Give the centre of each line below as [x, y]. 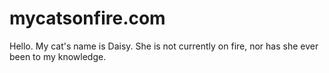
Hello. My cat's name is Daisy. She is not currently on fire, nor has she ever [164, 46]
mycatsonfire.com [87, 18]
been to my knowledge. [58, 56]
